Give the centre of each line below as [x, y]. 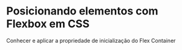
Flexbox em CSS [48, 24]
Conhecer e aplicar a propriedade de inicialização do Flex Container [91, 40]
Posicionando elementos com [82, 11]
